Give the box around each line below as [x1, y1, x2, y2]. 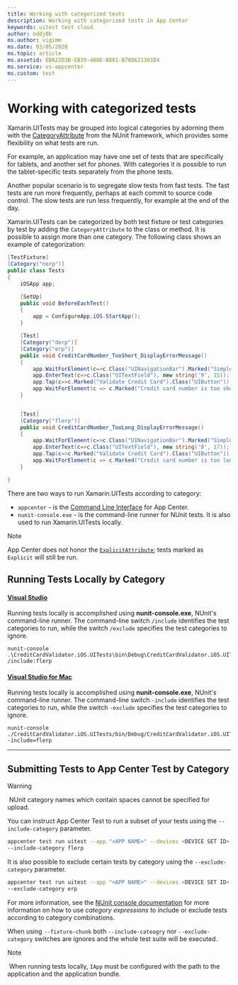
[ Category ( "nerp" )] [7, 260, 65, 268]
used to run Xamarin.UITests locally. [17, 518, 123, 526]
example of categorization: [7, 240, 86, 249]
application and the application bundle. [7, 969, 121, 978]
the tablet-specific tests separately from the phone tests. [7, 167, 174, 176]
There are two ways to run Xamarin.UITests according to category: [7, 489, 202, 497]
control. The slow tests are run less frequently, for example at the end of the [7, 196, 229, 205]
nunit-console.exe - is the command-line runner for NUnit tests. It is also [17, 510, 231, 518]
